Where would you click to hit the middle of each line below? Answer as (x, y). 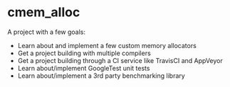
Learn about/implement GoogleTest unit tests (84, 68)
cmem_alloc (44, 12)
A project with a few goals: (46, 32)
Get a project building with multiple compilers (84, 53)
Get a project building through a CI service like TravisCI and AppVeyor (120, 60)
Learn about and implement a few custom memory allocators (107, 45)
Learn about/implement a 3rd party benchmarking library (101, 76)
